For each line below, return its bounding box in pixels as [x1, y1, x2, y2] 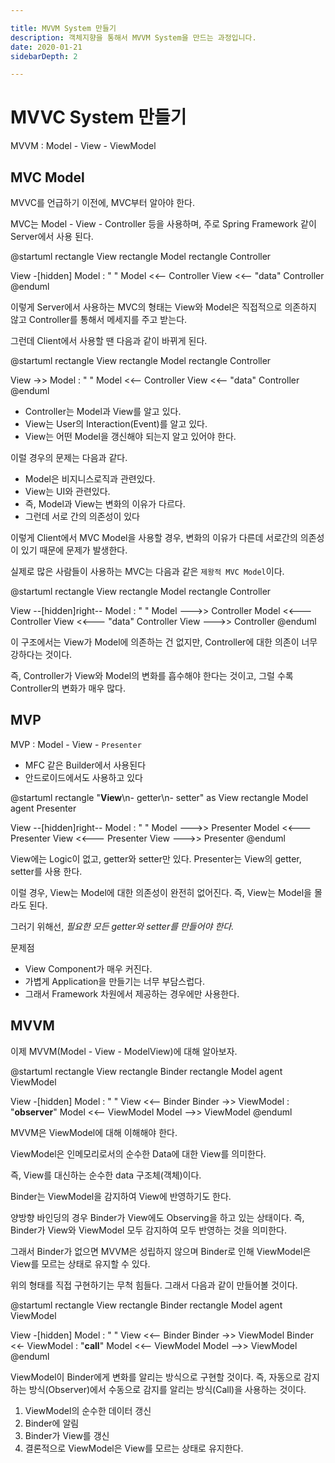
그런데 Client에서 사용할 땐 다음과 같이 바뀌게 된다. [10, 335, 208, 346]
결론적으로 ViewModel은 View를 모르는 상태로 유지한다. [24, 1442, 244, 1454]
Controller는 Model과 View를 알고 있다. [24, 406, 182, 417]
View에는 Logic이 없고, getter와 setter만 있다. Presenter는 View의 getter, [10, 852, 302, 865]
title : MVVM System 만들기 [10, 23, 117, 33]
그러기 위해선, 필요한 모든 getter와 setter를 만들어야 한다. [10, 920, 235, 932]
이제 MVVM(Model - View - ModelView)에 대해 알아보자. [10, 1045, 238, 1057]
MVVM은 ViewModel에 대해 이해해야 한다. [10, 1126, 178, 1138]
